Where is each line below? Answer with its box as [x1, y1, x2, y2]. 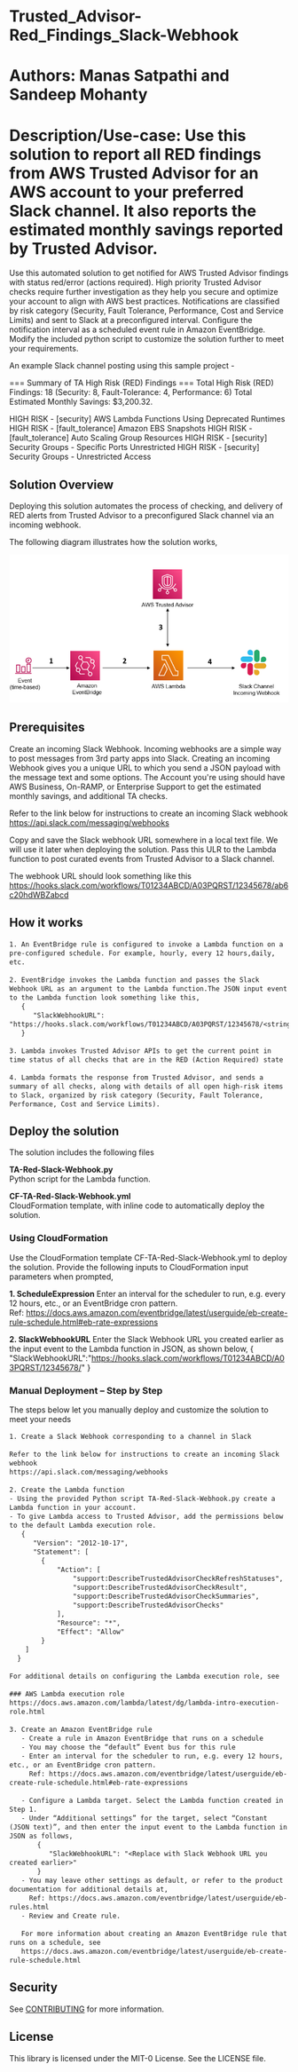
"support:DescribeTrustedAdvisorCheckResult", [72, 1583, 248, 1592]
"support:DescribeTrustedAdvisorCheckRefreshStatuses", [72, 1574, 284, 1583]
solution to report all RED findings [9, 144, 262, 164]
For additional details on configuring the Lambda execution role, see [9, 1672, 279, 1681]
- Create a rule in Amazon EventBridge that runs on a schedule [20, 1734, 264, 1743]
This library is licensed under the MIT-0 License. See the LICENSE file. [9, 2052, 266, 2063]
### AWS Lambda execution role [9, 1689, 125, 1698]
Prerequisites [9, 720, 85, 735]
